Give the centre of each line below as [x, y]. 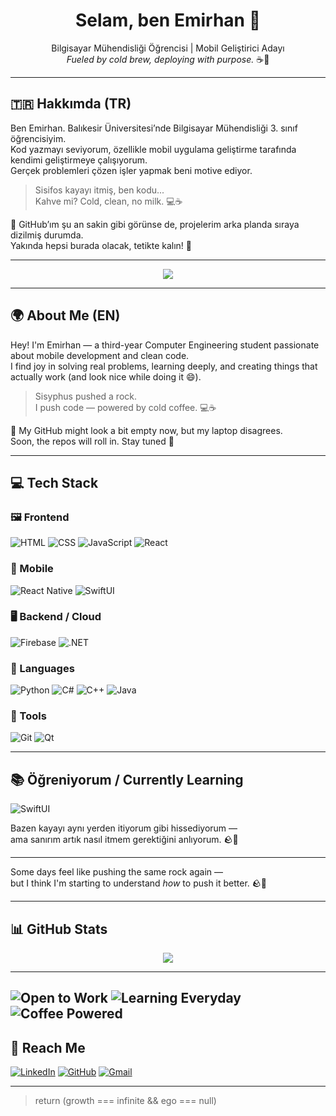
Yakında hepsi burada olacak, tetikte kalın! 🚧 [101, 245]
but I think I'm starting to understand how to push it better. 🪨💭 [138, 883]
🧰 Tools [28, 716]
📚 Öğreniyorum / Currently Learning [127, 779]
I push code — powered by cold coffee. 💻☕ [125, 407]
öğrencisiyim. [38, 138]
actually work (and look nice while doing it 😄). [106, 376]
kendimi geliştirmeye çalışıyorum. [79, 160]
